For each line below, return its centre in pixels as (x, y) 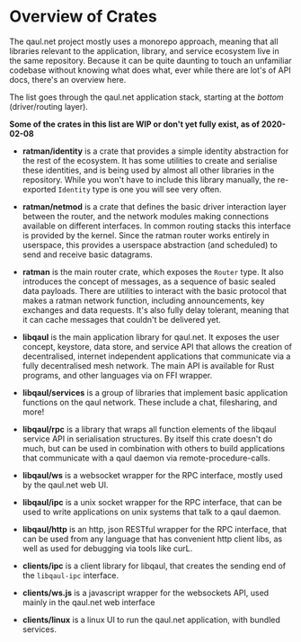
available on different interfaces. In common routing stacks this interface (157, 226)
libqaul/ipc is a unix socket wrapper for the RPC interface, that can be (152, 502)
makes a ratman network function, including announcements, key (143, 300)
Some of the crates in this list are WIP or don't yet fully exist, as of (135, 124)
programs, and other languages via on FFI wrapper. (117, 375)
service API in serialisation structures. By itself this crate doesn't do (147, 439)
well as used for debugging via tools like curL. (107, 548)
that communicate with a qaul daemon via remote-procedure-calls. (146, 458)
